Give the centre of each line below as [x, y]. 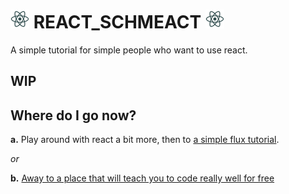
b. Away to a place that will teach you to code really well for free [142, 178]
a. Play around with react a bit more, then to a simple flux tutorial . [145, 140]
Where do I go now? [73, 115]
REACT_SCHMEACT [117, 22]
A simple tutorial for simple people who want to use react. [129, 50]
